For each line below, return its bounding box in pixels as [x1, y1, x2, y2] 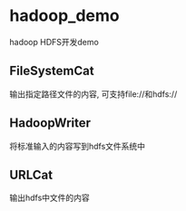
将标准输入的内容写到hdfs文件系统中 [9, 140, 146, 151]
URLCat [9, 167, 53, 182]
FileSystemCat [9, 63, 94, 79]
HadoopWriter [9, 115, 92, 131]
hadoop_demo [9, 5, 120, 26]
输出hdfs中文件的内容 [9, 192, 91, 204]
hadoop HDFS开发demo [9, 36, 100, 47]
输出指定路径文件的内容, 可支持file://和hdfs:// [9, 88, 178, 100]
